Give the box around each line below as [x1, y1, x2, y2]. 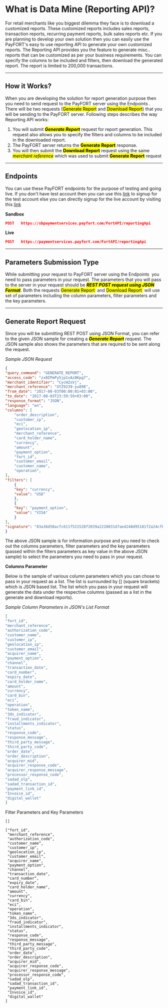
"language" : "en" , [5, 403, 43, 408]
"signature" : [5, 524, 32, 529]
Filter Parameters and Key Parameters [5, 809, 83, 815]
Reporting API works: [5, 116, 49, 122]
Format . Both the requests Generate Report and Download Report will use [5, 287, 160, 294]
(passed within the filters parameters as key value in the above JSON [5, 549, 147, 555]
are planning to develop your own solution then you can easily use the [5, 36, 149, 42]
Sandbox [5, 211, 24, 217]
